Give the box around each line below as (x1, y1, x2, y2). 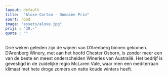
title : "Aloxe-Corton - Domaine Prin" (5, 12, 90, 17)
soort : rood (5, 17, 30, 22)
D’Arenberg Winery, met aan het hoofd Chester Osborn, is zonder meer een (5, 50, 162, 56)
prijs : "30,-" (5, 26, 37, 31)
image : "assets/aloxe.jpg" (5, 21, 62, 27)
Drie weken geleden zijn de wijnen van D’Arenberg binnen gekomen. (5, 45, 148, 50)
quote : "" (5, 31, 28, 36)
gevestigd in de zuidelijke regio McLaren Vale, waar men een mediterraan (5, 61, 158, 66)
